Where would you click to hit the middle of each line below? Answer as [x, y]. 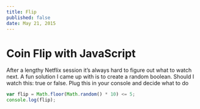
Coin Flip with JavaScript [71, 53]
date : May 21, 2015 [31, 23]
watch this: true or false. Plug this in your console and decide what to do [98, 83]
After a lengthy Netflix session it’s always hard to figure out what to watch [99, 70]
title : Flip [21, 12]
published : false [28, 18]
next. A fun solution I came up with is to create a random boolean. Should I [100, 77]
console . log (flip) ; [31, 100]
